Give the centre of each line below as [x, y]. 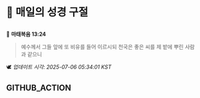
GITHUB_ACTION [39, 88]
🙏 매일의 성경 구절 [47, 12]
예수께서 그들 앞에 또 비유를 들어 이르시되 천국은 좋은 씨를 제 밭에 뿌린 [102, 47]
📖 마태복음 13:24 [26, 34]
